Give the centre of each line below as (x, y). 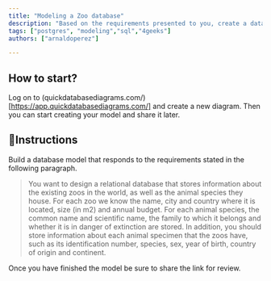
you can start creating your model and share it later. (94, 115)
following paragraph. (43, 168)
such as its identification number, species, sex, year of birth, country (142, 244)
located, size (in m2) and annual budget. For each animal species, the (144, 209)
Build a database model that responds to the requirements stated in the (126, 159)
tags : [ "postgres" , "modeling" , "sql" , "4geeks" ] (90, 31)
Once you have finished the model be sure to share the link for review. (125, 268)
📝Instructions (43, 140)
